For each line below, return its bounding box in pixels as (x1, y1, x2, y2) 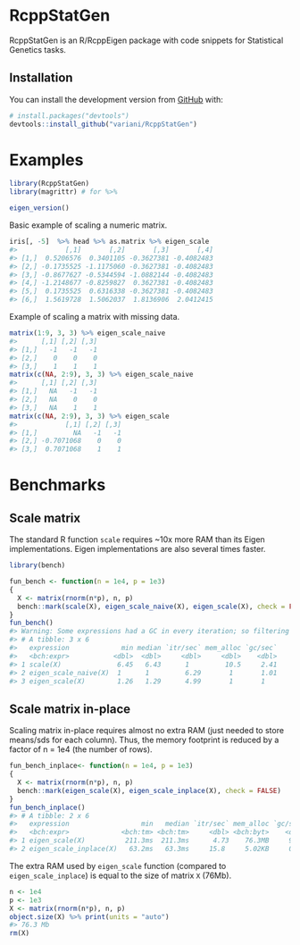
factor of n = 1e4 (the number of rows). (9, 744, 154, 755)
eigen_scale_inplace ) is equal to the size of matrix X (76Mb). (9, 870, 232, 881)
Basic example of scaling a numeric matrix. (9, 220, 168, 230)
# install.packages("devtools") (9, 111, 129, 121)
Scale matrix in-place (9, 701, 131, 716)
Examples (9, 149, 84, 170)
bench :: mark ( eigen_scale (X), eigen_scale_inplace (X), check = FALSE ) (17, 786, 281, 795)
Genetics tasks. (9, 44, 67, 54)
